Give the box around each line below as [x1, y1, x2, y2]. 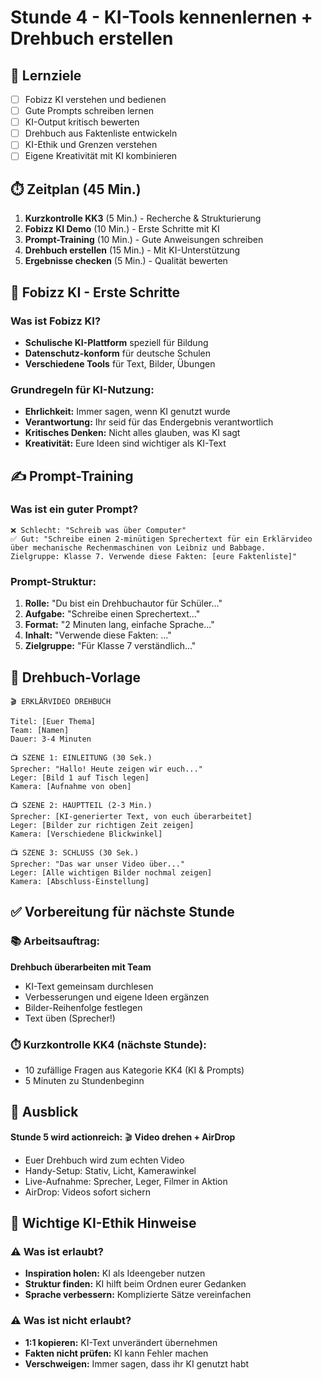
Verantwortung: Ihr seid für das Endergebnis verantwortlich [24, 416, 274, 428]
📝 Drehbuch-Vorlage [10, 669, 141, 686]
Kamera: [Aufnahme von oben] [10, 781, 132, 791]
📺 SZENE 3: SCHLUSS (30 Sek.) [10, 847, 140, 858]
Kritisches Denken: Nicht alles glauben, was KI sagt [24, 427, 241, 439]
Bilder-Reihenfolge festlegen [24, 1001, 143, 1013]
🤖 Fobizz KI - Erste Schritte [10, 284, 181, 301]
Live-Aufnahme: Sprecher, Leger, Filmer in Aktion [24, 1175, 228, 1187]
